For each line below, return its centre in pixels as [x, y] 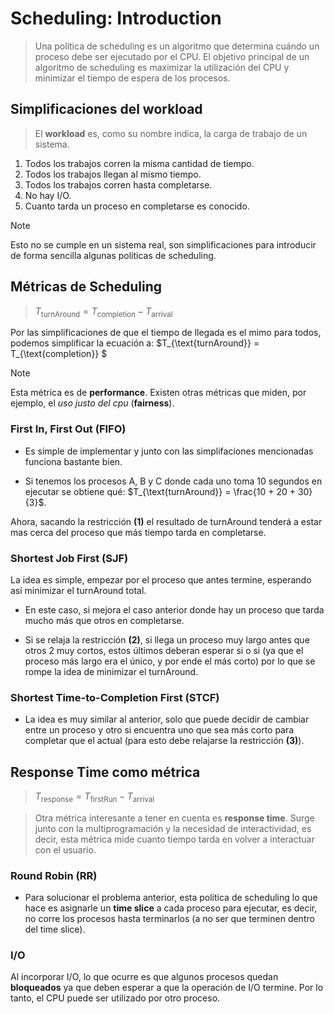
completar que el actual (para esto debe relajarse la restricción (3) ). [164, 741]
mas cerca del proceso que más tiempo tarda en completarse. [138, 532]
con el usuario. [65, 849]
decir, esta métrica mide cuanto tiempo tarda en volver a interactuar [174, 839]
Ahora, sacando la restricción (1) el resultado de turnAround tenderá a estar [166, 521]
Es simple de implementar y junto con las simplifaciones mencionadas [169, 451]
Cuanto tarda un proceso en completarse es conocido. [137, 206]
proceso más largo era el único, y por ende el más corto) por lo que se [170, 661]
